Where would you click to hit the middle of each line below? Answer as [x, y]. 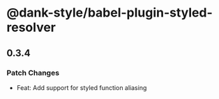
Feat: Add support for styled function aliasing [82, 87]
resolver [31, 27]
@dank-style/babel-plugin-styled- [110, 13]
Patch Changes [33, 73]
